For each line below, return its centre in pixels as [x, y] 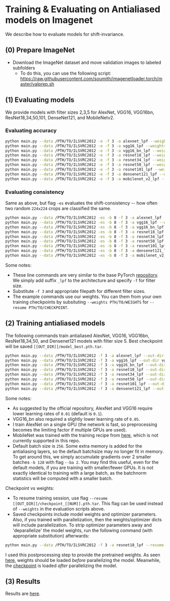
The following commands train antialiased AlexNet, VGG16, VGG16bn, [77, 336]
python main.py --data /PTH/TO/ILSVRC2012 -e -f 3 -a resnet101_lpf [79, 170]
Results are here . [23, 594]
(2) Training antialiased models [55, 323]
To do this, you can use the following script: [66, 73]
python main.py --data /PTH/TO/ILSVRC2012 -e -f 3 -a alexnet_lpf [77, 141]
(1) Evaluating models [40, 100]
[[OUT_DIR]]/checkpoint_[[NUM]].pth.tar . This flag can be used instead [88, 503]
